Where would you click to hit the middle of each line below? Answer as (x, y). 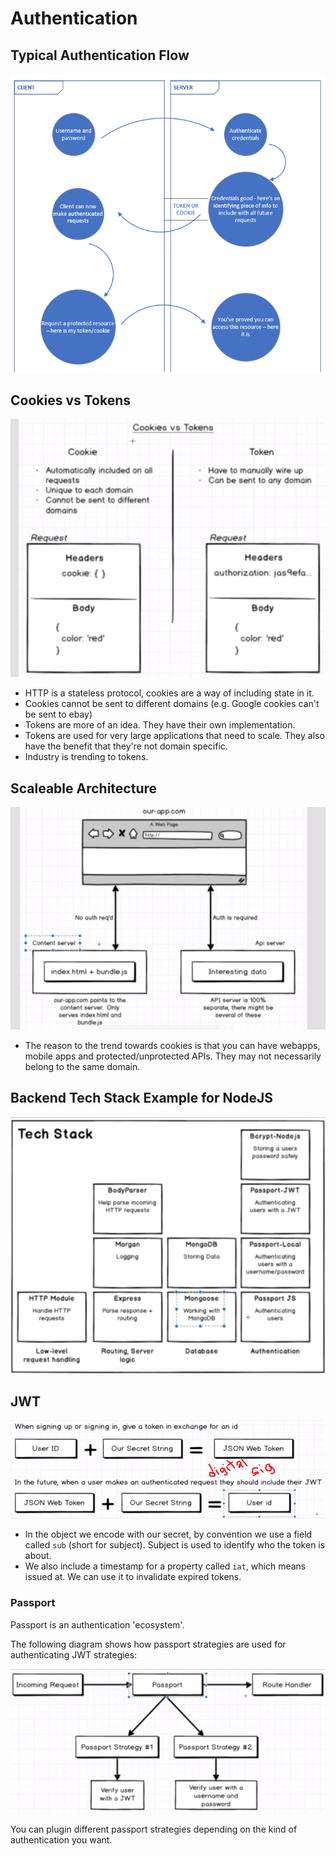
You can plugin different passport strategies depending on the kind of (154, 1829)
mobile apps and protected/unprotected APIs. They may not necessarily (173, 1056)
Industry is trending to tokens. (86, 757)
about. (38, 1556)
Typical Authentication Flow (100, 55)
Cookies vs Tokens (71, 400)
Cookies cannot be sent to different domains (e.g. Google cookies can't (172, 704)
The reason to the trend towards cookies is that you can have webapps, (172, 1046)
